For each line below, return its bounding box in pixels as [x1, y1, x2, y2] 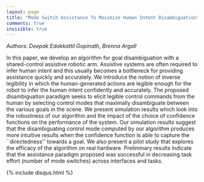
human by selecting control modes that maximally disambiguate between [6, 99, 189, 107]
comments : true [6, 20, 45, 26]
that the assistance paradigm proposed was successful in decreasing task [6, 151, 192, 158]
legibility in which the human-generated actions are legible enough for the [6, 80, 192, 87]
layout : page [6, 8, 39, 15]
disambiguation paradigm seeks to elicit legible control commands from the [6, 93, 195, 100]
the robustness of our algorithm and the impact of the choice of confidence [6, 112, 195, 120]
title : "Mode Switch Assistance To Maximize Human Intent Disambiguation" [6, 15, 200, 21]
